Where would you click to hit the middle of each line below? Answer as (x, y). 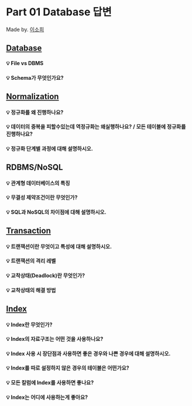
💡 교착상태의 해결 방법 (31, 290)
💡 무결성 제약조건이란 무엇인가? (42, 198)
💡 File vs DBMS (25, 63)
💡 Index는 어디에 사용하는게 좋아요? (47, 397)
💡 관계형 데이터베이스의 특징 (38, 183)
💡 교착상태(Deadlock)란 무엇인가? (46, 276)
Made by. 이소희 (25, 29)
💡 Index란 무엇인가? (29, 324)
